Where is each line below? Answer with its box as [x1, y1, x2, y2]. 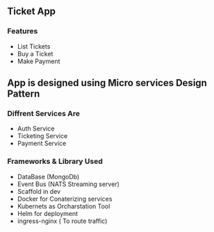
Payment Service [17, 139, 67, 148]
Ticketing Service [17, 132, 68, 140]
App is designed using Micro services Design [7, 77, 207, 89]
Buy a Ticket [17, 49, 53, 58]
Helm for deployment [17, 209, 79, 217]
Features [7, 26, 38, 36]
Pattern [7, 88, 40, 100]
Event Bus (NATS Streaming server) [17, 180, 120, 188]
